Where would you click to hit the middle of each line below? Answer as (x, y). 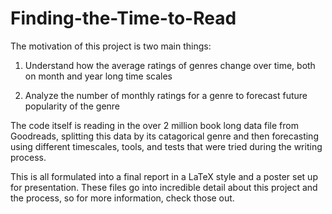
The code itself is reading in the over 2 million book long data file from (154, 125)
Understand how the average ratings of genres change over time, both (170, 65)
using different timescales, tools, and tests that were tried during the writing (166, 146)
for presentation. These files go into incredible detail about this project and (164, 187)
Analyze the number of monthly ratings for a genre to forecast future (166, 95)
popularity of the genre (72, 106)
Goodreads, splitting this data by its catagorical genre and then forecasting (164, 136)
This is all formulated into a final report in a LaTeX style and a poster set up (164, 176)
